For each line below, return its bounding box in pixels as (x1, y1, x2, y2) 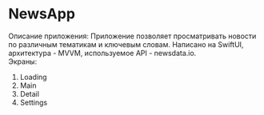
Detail (19, 89, 40, 98)
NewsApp (8, 5, 76, 23)
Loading (19, 72, 47, 81)
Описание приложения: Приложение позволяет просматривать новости (8, 31, 257, 41)
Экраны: (8, 57, 38, 66)
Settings (19, 97, 48, 107)
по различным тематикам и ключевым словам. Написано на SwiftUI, (8, 39, 244, 49)
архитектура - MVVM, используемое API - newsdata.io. (8, 48, 197, 57)
